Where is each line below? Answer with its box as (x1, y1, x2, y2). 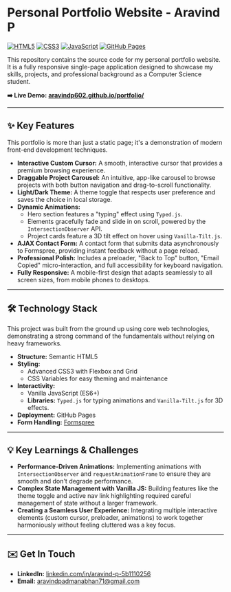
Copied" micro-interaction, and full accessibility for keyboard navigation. (16, 261, 223, 269)
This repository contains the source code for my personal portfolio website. (7, 55, 221, 63)
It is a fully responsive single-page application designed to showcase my (7, 62, 213, 71)
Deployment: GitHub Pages (16, 411, 96, 419)
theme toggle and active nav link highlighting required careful (16, 492, 191, 500)
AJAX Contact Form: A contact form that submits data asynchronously (16, 239, 219, 247)
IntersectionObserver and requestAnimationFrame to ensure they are (16, 470, 211, 478)
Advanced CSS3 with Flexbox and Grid (27, 367, 137, 375)
